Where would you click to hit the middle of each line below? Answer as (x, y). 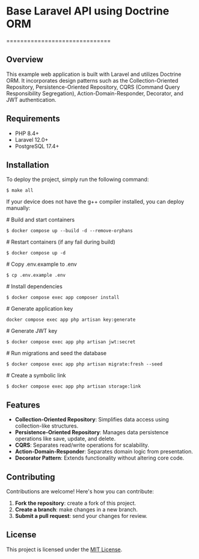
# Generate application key (40, 309)
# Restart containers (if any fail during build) (61, 242)
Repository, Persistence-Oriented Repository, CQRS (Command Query (93, 87)
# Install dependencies (35, 286)
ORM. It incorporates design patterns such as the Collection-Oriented (92, 80)
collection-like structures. (47, 426)
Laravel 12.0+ (32, 139)
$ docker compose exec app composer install (63, 298)
